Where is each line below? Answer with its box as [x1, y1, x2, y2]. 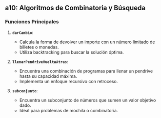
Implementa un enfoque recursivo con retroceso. [19, 78, 118, 84]
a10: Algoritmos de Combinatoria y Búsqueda [5, 4, 145, 12]
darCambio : [12, 29, 34, 35]
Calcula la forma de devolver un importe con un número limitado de [19, 39, 155, 45]
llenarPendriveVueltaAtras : [12, 58, 68, 65]
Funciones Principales [5, 18, 59, 25]
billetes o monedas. [19, 44, 59, 50]
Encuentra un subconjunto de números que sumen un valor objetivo [19, 97, 156, 103]
